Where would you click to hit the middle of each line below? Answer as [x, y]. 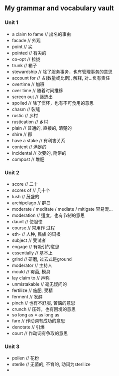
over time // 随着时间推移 [37, 90]
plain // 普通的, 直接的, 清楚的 [42, 128]
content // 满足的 [29, 147]
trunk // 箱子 [24, 65]
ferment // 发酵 [27, 296]
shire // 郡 [22, 134]
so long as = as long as [36, 314]
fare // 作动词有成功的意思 [38, 320]
